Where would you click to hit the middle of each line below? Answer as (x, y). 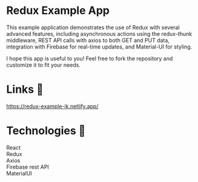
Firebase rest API (28, 167)
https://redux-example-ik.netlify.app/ (52, 106)
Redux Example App (58, 11)
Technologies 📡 (46, 131)
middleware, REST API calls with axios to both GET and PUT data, (88, 40)
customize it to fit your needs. (43, 65)
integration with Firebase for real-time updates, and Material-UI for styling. (99, 47)
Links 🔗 (25, 89)
